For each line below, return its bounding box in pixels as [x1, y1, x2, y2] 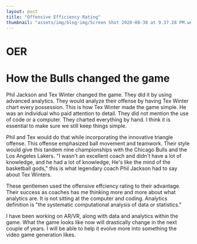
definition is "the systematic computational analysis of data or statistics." [6, 201, 182, 208]
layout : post [6, 8, 38, 15]
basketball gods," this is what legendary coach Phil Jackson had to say [6, 165, 178, 172]
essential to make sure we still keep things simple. [6, 122, 127, 129]
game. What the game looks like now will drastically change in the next [6, 218, 177, 226]
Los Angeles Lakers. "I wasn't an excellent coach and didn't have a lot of [6, 152, 182, 159]
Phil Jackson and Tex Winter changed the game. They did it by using [6, 91, 172, 98]
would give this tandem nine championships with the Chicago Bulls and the [6, 146, 188, 153]
